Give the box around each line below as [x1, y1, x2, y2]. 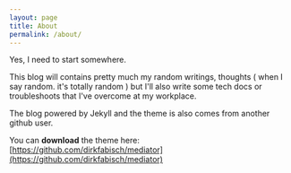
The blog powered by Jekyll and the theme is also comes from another [9, 108, 270, 119]
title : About [9, 22, 58, 30]
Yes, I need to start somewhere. [9, 55, 127, 65]
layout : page [9, 13, 58, 22]
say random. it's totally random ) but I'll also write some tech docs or [9, 82, 262, 92]
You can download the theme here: [9, 135, 141, 146]
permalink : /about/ [9, 30, 82, 39]
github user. [9, 117, 54, 128]
